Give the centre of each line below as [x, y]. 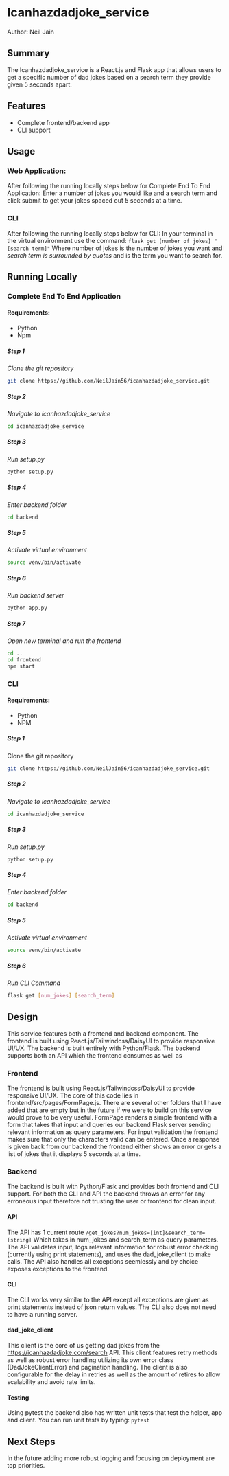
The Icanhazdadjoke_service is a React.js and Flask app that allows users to [114, 69]
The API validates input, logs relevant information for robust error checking [113, 1247]
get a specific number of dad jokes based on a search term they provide [109, 77]
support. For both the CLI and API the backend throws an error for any [106, 1194]
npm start [21, 666]
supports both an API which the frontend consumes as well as [95, 1055]
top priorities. [26, 1465]
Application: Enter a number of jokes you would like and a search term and [112, 193]
